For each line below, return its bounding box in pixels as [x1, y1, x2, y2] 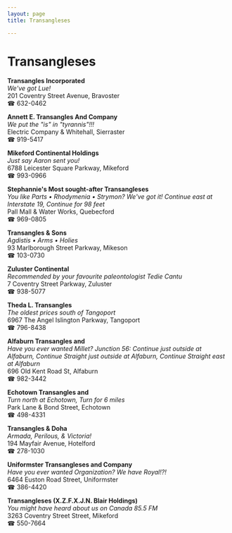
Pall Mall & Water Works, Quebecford [7, 207, 115, 216]
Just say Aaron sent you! [7, 157, 80, 165]
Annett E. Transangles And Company [7, 113, 118, 121]
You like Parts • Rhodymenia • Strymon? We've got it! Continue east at [7, 192, 213, 201]
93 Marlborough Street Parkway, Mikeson [7, 244, 128, 252]
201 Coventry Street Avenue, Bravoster [7, 92, 120, 100]
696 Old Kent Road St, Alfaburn [7, 367, 98, 376]
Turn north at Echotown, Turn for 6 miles [7, 396, 125, 404]
